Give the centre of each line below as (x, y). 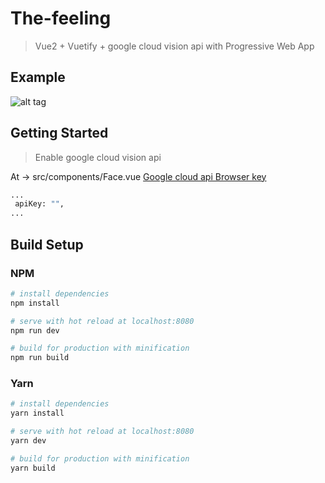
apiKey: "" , (39, 204)
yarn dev (28, 441)
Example (38, 77)
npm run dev (35, 330)
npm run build (40, 358)
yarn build (33, 468)
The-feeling (61, 18)
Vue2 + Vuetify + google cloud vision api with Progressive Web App (174, 46)
